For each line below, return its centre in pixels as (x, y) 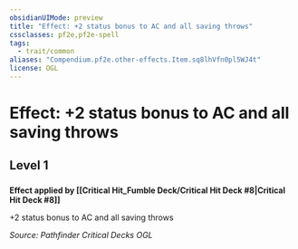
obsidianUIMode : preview (56, 18)
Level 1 (29, 165)
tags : (19, 43)
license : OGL (34, 69)
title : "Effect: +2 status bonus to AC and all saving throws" (131, 26)
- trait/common (46, 52)
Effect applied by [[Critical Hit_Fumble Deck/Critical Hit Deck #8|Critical (148, 190)
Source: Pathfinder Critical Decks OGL (82, 235)
